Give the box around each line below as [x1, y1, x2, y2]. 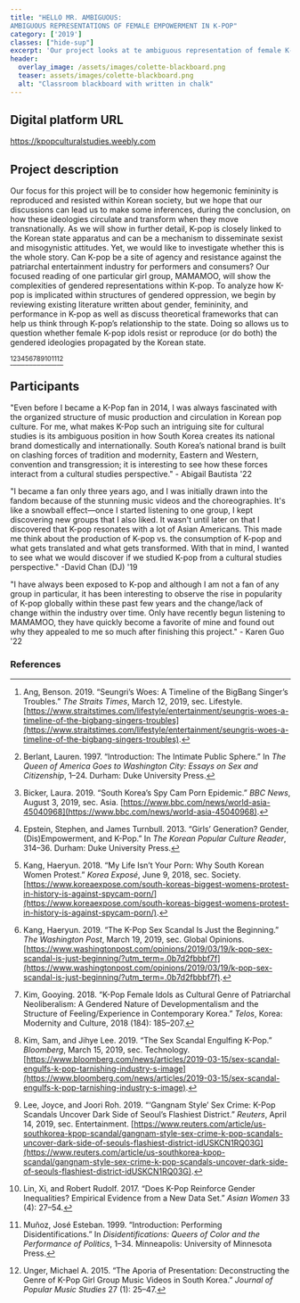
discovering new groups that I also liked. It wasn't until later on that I [10, 515, 261, 525]
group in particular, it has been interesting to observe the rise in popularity [10, 589, 283, 599]
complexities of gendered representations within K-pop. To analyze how [10, 280, 274, 291]
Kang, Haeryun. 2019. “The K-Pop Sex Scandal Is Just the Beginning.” [22, 925, 280, 936]
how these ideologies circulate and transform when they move [10, 214, 239, 225]
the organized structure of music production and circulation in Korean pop [10, 412, 282, 423]
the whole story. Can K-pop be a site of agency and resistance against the [10, 252, 282, 263]
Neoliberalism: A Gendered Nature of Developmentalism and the [22, 999, 259, 1010]
